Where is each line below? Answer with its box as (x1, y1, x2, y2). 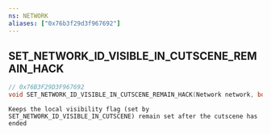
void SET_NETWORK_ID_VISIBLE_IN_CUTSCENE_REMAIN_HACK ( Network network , (8, 90, 254, 99)
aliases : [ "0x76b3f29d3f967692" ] (8, 19, 121, 27)
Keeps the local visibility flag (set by (8, 106, 150, 114)
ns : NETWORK (8, 11, 48, 20)
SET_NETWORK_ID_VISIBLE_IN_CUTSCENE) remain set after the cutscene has (8, 112, 258, 121)
